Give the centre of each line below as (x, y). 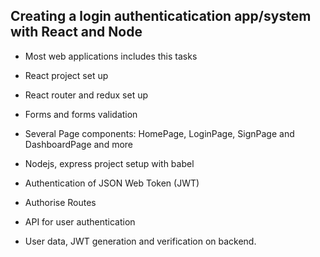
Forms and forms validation (81, 114)
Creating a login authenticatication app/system (161, 16)
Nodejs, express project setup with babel (109, 163)
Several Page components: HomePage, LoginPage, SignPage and (159, 133)
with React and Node (76, 32)
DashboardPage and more (78, 144)
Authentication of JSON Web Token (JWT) (112, 183)
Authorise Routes (60, 202)
